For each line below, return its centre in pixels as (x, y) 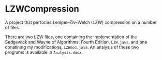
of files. (13, 27)
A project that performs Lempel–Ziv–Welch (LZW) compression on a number (81, 22)
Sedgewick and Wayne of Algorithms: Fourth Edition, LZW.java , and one (76, 42)
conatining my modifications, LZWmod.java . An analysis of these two (72, 47)
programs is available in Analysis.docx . (44, 52)
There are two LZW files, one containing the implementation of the (71, 37)
